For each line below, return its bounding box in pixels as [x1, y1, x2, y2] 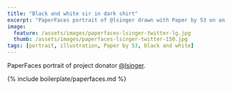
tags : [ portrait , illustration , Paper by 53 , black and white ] [7, 42, 194, 49]
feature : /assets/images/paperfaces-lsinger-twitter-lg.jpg [13, 29, 191, 37]
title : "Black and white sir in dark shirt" [7, 10, 138, 17]
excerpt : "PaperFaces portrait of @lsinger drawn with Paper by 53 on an [7, 17, 226, 24]
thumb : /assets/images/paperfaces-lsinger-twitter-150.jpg [13, 36, 188, 43]
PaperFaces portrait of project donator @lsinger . [7, 62, 146, 69]
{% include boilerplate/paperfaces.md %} [7, 75, 127, 83]
